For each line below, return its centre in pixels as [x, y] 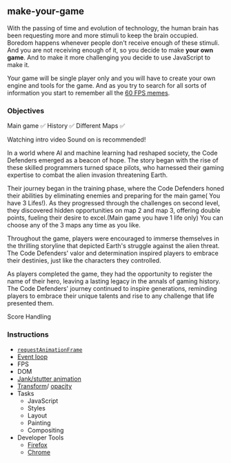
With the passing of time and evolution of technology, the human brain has [113, 28]
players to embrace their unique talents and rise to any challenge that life [111, 296]
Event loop [32, 357]
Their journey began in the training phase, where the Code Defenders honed [116, 189]
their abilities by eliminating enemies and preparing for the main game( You [114, 196]
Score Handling [29, 316]
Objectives [26, 111]
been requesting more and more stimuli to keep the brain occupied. [103, 35]
